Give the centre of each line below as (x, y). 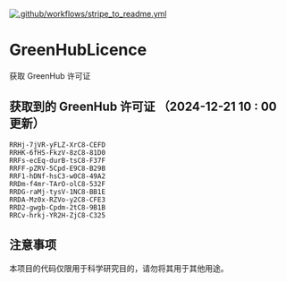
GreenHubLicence (78, 50)
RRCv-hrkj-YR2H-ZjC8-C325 (57, 215)
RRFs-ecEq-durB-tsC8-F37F (57, 160)
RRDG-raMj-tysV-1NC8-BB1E (57, 192)
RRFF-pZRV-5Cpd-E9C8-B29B (57, 168)
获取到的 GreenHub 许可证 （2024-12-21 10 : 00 (143, 107)
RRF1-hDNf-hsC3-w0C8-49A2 (57, 176)
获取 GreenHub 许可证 (50, 75)
